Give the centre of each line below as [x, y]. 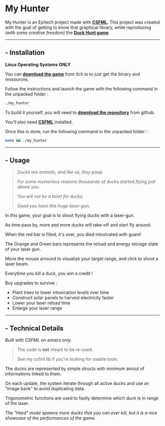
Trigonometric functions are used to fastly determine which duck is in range [82, 398]
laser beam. [17, 264]
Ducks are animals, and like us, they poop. [60, 172]
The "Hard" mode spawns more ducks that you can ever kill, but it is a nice [81, 413]
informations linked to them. [33, 374]
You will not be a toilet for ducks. [50, 197]
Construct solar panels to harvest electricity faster [63, 298]
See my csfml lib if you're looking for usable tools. [68, 359]
